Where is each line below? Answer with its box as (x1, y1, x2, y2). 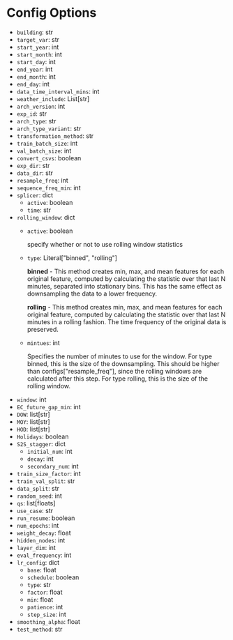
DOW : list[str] (16, 410, 50, 418)
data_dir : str (16, 169, 54, 177)
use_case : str (16, 506, 54, 515)
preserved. (27, 325, 59, 333)
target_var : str (16, 35, 60, 43)
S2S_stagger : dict (16, 439, 66, 448)
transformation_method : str (16, 131, 94, 140)
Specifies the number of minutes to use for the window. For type (27, 352, 212, 360)
